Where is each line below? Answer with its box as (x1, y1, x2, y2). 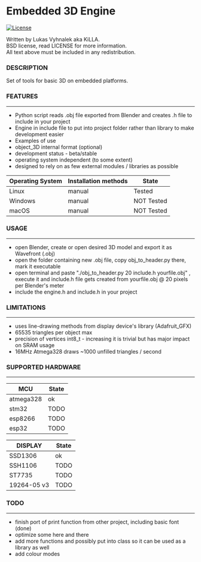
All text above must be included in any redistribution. (6, 48, 136, 55)
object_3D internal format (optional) (14, 143, 103, 151)
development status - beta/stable (14, 150, 98, 157)
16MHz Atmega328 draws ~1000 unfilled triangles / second (14, 348, 162, 355)
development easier (14, 130, 64, 137)
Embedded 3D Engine (6, 4, 115, 18)
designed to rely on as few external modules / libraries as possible (14, 162, 178, 169)
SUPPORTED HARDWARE (6, 363, 81, 372)
